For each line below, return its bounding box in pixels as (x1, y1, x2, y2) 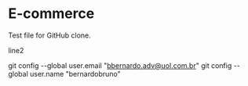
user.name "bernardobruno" (30, 69, 122, 78)
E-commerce (8, 5, 95, 23)
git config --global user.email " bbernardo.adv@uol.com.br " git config (8, 60, 232, 70)
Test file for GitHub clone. (8, 30, 92, 40)
